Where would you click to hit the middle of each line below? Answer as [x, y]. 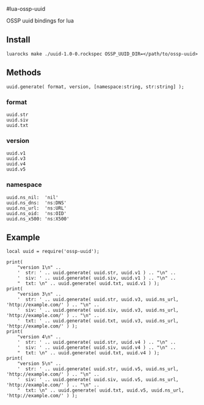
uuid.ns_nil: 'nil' [33, 197]
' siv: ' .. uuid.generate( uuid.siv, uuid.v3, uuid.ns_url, [98, 310]
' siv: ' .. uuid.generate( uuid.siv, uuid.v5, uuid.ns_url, [98, 380]
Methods [24, 73]
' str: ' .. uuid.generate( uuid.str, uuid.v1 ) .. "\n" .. [97, 273]
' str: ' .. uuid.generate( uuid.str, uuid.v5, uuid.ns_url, [98, 369]
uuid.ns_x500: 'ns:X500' [38, 219]
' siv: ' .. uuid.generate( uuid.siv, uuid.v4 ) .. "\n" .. [97, 348]
